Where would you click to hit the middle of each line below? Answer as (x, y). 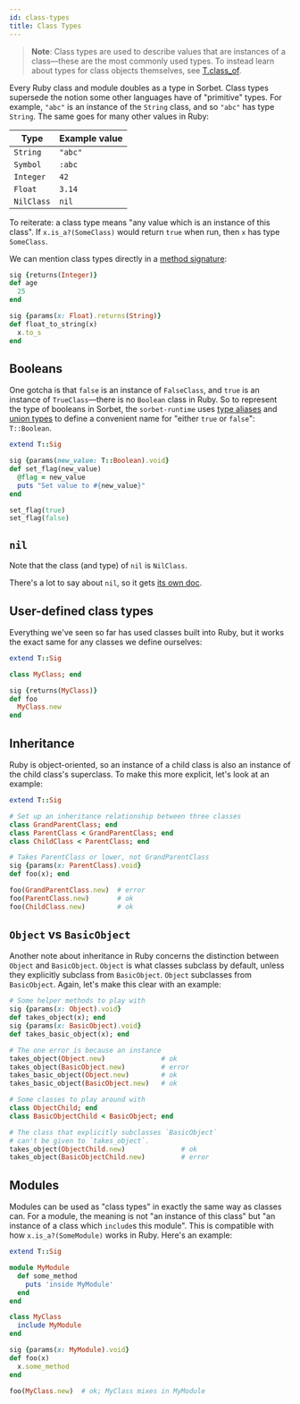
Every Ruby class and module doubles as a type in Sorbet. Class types (139, 88)
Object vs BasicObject (70, 935)
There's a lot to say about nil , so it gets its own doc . (106, 583)
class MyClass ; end (46, 674)
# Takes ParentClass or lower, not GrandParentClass (109, 858)
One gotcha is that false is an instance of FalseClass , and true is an (135, 391)
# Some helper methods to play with (77, 1001)
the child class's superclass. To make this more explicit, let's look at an (139, 774)
